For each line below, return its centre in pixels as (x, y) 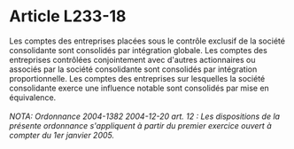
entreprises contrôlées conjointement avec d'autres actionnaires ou (132, 59)
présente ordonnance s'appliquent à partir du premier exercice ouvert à (140, 125)
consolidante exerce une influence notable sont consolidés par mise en (139, 88)
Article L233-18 (68, 16)
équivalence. (33, 97)
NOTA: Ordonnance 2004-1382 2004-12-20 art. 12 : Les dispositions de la (145, 116)
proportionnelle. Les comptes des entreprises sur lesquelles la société (137, 78)
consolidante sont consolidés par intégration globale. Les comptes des (138, 50)
